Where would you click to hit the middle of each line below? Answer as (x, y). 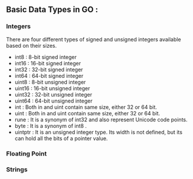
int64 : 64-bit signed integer (49, 75)
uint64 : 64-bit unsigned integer (53, 101)
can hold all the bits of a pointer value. (61, 138)
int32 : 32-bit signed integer (49, 69)
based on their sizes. (32, 45)
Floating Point (27, 154)
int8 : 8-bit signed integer (45, 57)
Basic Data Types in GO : (52, 10)
